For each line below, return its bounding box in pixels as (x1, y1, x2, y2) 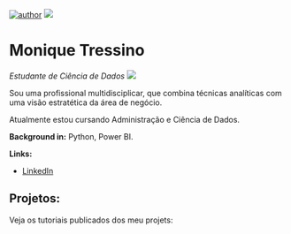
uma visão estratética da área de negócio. (9, 97, 163, 108)
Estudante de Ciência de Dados (9, 71, 126, 81)
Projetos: (9, 191, 60, 207)
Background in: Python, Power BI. (9, 131, 134, 141)
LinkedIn (21, 165, 54, 176)
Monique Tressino (9, 41, 145, 61)
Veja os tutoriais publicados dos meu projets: (9, 215, 173, 225)
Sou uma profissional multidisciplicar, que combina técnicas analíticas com (9, 87, 283, 98)
